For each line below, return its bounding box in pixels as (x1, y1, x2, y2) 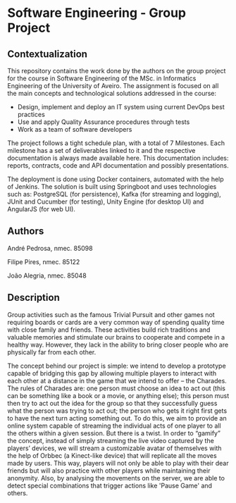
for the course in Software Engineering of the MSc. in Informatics (7, 74, 197, 82)
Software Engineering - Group (7, 5, 187, 21)
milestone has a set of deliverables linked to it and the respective (7, 147, 196, 154)
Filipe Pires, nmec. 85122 (7, 257, 80, 266)
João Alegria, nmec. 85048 (7, 271, 87, 280)
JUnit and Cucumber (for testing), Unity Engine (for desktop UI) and (7, 197, 204, 206)
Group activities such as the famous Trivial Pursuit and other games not (7, 310, 215, 318)
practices (17, 111, 46, 118)
